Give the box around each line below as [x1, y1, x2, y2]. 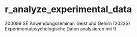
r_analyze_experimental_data [5, 4, 132, 15]
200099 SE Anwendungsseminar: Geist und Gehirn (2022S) [5, 20, 130, 26]
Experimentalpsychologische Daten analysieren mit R [5, 25, 117, 31]
